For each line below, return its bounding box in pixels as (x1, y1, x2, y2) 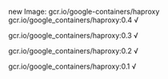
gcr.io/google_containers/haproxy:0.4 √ (8, 15, 139, 25)
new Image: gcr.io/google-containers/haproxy (8, 7, 160, 16)
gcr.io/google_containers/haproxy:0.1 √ (8, 61, 137, 71)
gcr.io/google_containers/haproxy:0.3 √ (8, 31, 138, 40)
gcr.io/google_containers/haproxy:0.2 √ (8, 46, 138, 55)
